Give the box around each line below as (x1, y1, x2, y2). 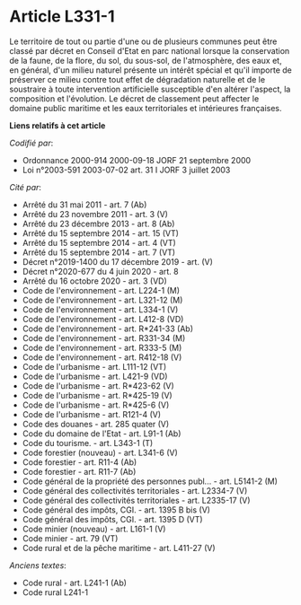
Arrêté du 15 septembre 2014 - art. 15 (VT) (22, 227, 180, 239)
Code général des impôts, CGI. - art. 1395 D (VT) (22, 513, 204, 524)
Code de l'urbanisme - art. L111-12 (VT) (22, 361, 167, 372)
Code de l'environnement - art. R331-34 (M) (22, 332, 186, 343)
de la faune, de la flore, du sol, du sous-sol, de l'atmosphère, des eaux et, (9, 55, 282, 66)
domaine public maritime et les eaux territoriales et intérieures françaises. (9, 102, 282, 113)
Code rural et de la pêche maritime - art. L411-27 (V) (22, 542, 216, 553)
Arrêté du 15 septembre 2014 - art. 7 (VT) (22, 247, 176, 258)
